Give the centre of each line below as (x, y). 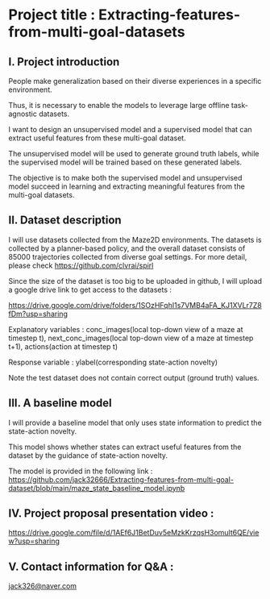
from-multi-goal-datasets (97, 32)
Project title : (52, 15)
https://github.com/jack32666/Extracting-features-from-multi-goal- (121, 479)
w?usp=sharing (34, 541)
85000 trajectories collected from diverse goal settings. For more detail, (128, 256)
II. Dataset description (65, 220)
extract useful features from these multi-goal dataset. (98, 138)
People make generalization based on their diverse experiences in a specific (135, 81)
